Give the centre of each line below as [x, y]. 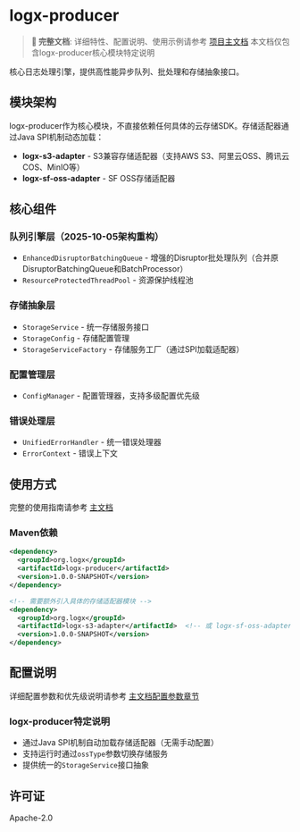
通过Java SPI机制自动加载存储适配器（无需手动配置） [120, 743]
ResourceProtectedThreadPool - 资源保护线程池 [108, 280]
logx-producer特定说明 [60, 721]
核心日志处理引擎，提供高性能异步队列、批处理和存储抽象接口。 [126, 71]
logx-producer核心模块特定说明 [97, 52]
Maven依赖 [33, 533]
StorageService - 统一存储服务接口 [86, 326]
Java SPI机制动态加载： [60, 137]
